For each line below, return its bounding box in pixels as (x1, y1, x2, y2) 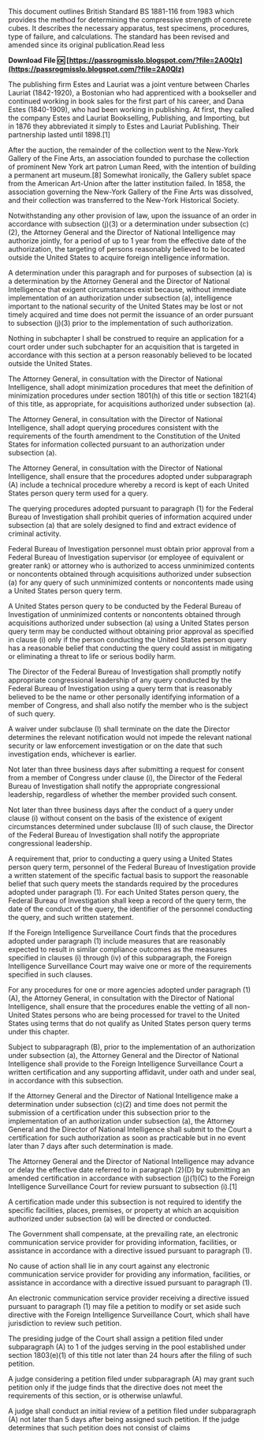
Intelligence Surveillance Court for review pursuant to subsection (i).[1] (8, 1182, 238, 1191)
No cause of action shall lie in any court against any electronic (8, 1262, 210, 1270)
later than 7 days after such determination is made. (8, 1142, 173, 1150)
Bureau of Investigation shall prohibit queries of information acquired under (8, 512, 252, 522)
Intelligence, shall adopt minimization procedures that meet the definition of (8, 383, 254, 391)
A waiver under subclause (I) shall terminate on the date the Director (8, 724, 230, 733)
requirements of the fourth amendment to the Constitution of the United (8, 432, 240, 440)
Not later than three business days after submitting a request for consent (8, 765, 244, 774)
